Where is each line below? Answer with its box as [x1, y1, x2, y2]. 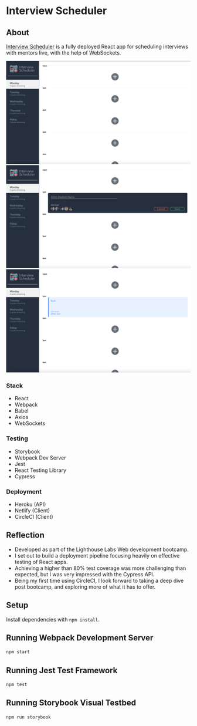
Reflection [6, 530, 45, 541]
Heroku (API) [14, 501, 46, 508]
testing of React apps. [14, 558, 68, 565]
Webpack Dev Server [14, 454, 66, 461]
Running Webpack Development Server [6, 633, 154, 643]
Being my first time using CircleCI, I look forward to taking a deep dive [14, 577, 184, 584]
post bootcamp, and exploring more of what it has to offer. [14, 583, 156, 590]
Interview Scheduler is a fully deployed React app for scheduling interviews [6, 43, 189, 50]
